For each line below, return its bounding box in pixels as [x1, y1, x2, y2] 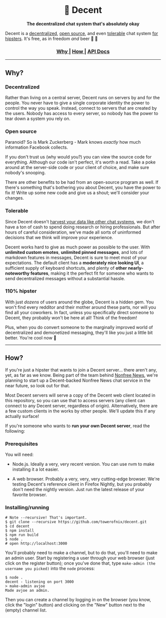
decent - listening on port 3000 [5, 579, 74, 584]
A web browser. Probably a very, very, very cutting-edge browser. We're [12, 476, 160, 482]
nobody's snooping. [5, 170, 46, 176]
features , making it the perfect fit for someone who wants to [30, 270, 154, 276]
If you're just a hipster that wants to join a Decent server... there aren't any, [5, 367, 157, 372]
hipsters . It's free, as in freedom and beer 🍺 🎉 [5, 36, 98, 41]
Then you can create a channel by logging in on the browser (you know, [5, 597, 152, 603]
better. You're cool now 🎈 [5, 334, 57, 340]
